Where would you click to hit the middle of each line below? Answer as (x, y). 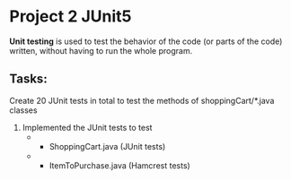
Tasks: (28, 79)
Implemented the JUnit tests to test (87, 127)
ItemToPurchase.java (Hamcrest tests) (119, 165)
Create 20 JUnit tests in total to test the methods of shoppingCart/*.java (142, 100)
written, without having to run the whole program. (101, 50)
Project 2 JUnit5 (71, 17)
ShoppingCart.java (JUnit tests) (107, 146)
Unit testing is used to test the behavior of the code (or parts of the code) (146, 41)
